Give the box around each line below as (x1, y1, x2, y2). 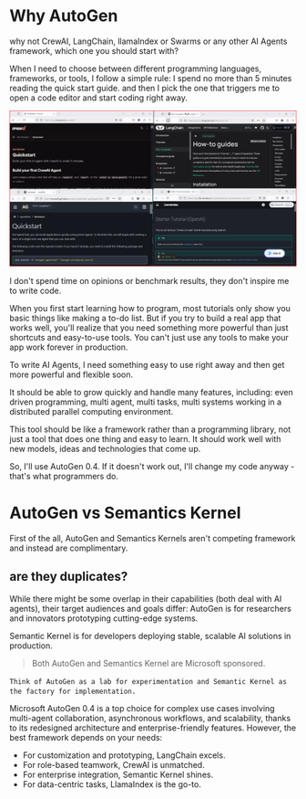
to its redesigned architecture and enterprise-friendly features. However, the (9, 722, 297, 733)
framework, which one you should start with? (9, 45, 179, 56)
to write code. (9, 285, 62, 297)
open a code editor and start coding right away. (9, 92, 189, 103)
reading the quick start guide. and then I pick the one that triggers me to (9, 82, 280, 93)
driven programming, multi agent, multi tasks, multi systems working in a (9, 396, 282, 407)
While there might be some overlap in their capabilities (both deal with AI (9, 593, 282, 604)
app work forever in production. (9, 342, 128, 352)
